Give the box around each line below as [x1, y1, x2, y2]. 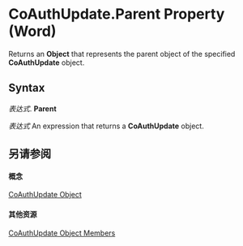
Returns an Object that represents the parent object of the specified [8, 49, 236, 58]
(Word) [8, 22, 57, 41]
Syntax [8, 81, 45, 95]
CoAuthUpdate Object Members [8, 228, 116, 238]
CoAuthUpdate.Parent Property [8, 5, 225, 24]
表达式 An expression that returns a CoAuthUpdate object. [8, 121, 204, 131]
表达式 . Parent [8, 103, 57, 114]
